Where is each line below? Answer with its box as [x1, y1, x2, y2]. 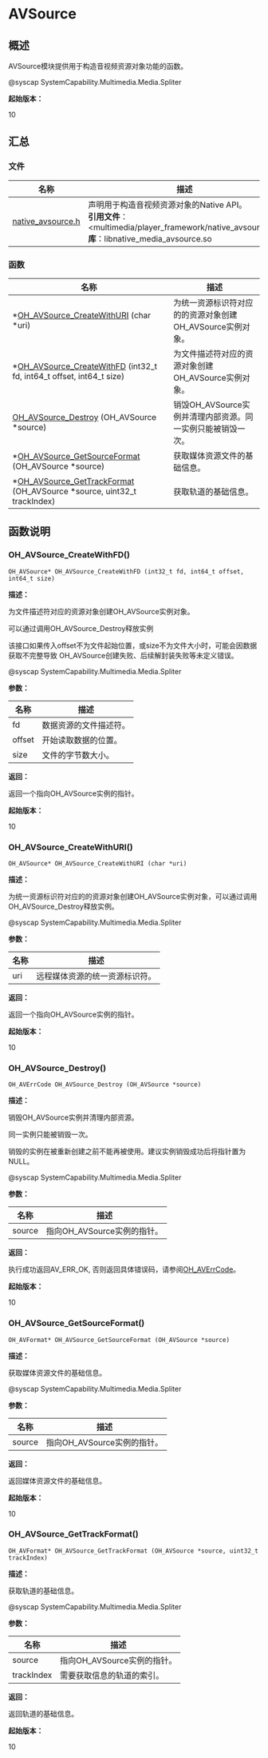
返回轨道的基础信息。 [8, 1708, 78, 1718]
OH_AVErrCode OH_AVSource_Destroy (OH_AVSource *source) [8, 1081, 202, 1089]
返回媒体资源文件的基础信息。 [8, 1476, 106, 1485]
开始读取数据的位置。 [41, 734, 122, 745]
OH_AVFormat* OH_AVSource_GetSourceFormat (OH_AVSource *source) [8, 1336, 230, 1344]
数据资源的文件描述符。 [41, 719, 130, 730]
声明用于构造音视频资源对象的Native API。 [88, 199, 247, 210]
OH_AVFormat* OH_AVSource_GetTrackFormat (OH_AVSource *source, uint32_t [8, 1547, 259, 1555]
